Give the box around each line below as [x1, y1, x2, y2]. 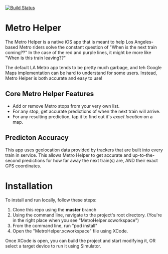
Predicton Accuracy [5, 133, 69, 142]
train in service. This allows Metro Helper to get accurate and [5, 152, 132, 158]
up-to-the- [132, 152, 155, 158]
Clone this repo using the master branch [12, 206, 97, 212]
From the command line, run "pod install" [12, 222, 98, 228]
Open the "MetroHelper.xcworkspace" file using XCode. [12, 228, 128, 234]
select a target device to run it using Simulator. [5, 243, 101, 249]
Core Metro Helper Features [5, 90, 94, 98]
